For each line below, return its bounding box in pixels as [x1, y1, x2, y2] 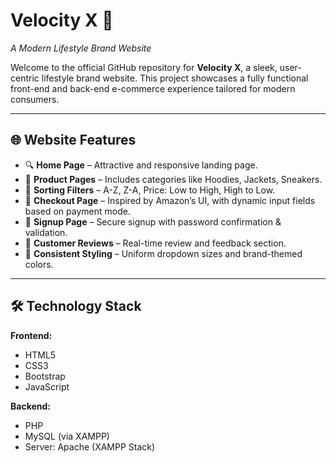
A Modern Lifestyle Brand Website [10, 42, 152, 54]
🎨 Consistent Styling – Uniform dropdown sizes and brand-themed [24, 247, 303, 259]
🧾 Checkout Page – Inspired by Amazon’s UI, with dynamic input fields [24, 194, 316, 206]
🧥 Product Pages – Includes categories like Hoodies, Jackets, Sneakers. [24, 173, 323, 185]
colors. [24, 258, 54, 270]
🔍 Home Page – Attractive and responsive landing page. [24, 159, 258, 171]
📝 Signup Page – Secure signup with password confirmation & [24, 215, 282, 228]
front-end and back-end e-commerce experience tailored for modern [10, 82, 296, 94]
